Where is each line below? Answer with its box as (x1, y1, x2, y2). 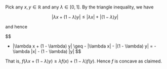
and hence (5, 24, 28, 29)
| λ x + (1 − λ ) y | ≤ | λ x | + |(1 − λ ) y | (51, 14, 119, 20)
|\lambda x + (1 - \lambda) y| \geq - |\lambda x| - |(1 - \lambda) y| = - (12, 43, 156, 49)
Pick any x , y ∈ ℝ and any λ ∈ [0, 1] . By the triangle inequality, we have (5, 4, 154, 10)
